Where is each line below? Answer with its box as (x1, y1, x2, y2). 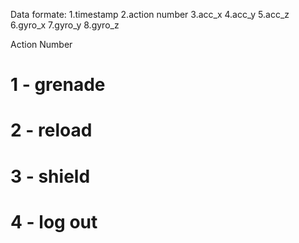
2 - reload (10, 119, 93, 142)
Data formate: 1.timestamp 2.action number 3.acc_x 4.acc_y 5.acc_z (10, 9, 290, 20)
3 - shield (10, 165, 91, 188)
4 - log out (10, 210, 98, 233)
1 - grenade (10, 74, 106, 96)
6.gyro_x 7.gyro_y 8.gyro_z (10, 19, 120, 31)
